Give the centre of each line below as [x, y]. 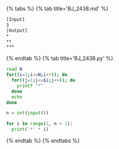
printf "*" [30, 85]
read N [14, 69]
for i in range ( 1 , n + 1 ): [39, 124]
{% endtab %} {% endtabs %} [43, 141]
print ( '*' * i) [30, 129]
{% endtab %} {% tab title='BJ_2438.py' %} [60, 58]
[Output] [17, 30]
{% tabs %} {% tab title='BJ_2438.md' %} [57, 9]
